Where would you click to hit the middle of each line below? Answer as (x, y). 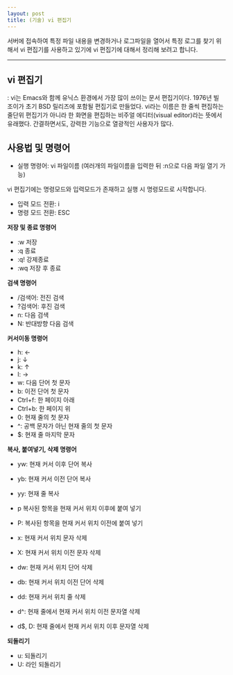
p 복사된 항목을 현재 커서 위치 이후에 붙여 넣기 (79, 509)
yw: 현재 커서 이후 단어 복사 (54, 464)
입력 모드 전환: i (38, 204)
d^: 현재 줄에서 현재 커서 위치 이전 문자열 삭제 (79, 612)
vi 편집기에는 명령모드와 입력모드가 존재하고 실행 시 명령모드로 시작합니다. (107, 189)
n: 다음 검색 (33, 315)
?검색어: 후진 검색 (41, 307)
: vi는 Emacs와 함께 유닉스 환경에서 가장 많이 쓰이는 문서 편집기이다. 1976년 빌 (113, 98)
